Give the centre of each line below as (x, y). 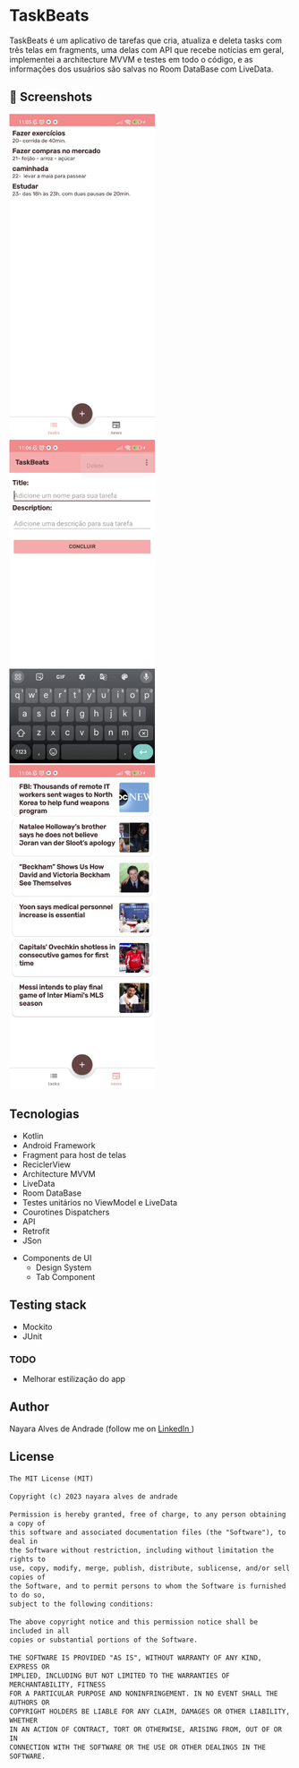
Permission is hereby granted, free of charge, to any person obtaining (148, 1515)
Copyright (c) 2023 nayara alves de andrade (94, 1497)
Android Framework (59, 1145)
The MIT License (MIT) (51, 1479)
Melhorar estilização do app (74, 1379)
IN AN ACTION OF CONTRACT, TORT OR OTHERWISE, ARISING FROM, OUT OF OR (145, 1729)
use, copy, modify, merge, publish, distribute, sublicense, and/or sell (150, 1568)
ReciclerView (47, 1164)
